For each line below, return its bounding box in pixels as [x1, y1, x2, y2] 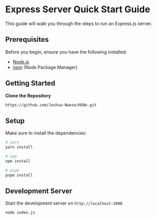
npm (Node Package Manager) [12, 64, 78, 70]
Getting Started [5, 79, 56, 88]
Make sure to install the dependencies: [5, 130, 87, 136]
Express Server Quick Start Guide [5, 4, 150, 15]
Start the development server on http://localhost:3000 [5, 200, 123, 206]
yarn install [5, 144, 33, 150]
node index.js [5, 210, 36, 215]
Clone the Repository [5, 92, 51, 99]
